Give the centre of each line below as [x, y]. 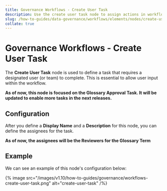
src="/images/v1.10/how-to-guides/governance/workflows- [87, 178]
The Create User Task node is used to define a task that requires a [74, 73]
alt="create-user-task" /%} [80, 183]
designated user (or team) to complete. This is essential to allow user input [82, 78]
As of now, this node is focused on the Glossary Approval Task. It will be [81, 93]
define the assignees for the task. [40, 131]
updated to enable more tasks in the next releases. [58, 98]
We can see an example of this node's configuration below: [66, 168]
